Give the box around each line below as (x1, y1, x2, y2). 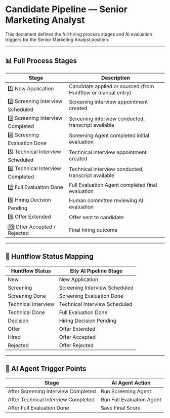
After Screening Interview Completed (8, 388, 96, 395)
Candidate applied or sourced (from (69, 83, 154, 90)
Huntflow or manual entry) (69, 89, 132, 96)
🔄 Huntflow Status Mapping (5, 252, 94, 261)
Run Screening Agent (101, 388, 152, 395)
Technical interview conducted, (69, 166, 144, 173)
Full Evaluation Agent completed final (69, 181, 157, 188)
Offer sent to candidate (69, 214, 124, 221)
